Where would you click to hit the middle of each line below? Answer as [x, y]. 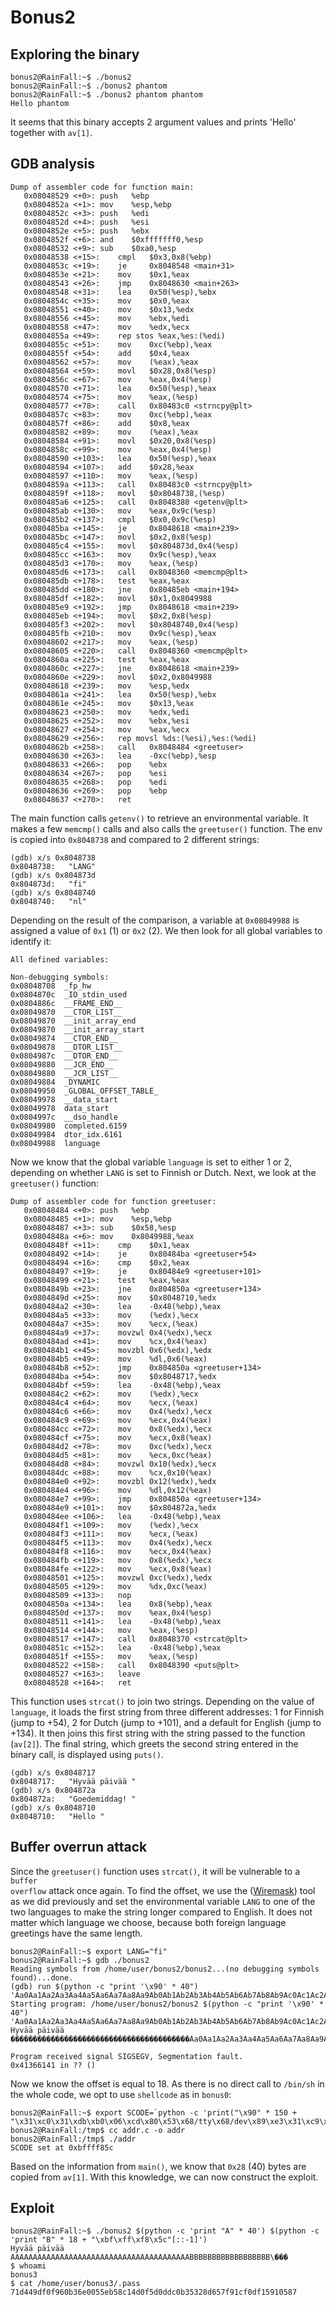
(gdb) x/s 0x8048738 [53, 857]
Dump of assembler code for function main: [102, 187]
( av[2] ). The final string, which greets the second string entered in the [154, 1743]
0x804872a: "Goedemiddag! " [73, 1799]
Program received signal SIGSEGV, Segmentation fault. [127, 2056]
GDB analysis [53, 164]
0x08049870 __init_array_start [77, 1029]
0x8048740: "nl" [48, 901]
